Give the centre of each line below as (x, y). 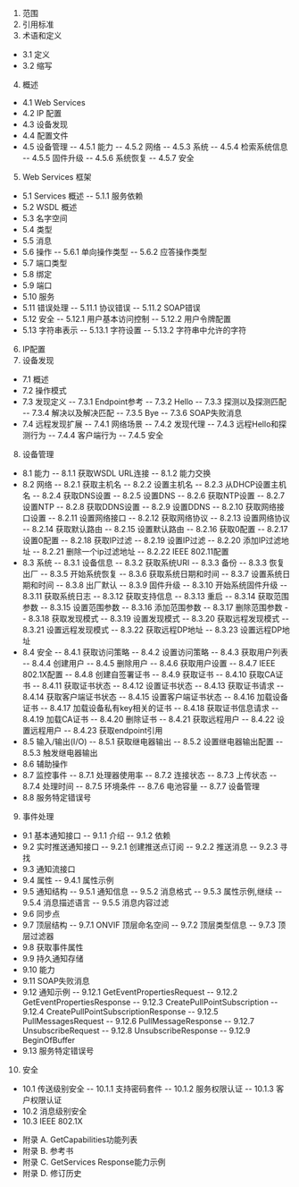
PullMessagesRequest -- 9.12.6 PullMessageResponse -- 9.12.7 (138, 1021)
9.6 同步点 (41, 914)
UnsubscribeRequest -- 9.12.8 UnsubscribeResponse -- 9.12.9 (136, 1030)
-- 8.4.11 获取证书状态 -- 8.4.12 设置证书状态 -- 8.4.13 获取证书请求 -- (158, 686)
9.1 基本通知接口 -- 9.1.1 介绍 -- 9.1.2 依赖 (96, 835)
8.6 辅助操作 (45, 764)
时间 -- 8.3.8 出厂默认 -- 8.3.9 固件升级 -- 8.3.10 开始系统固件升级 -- (163, 585)
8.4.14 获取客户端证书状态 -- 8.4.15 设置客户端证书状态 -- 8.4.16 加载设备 (155, 697)
